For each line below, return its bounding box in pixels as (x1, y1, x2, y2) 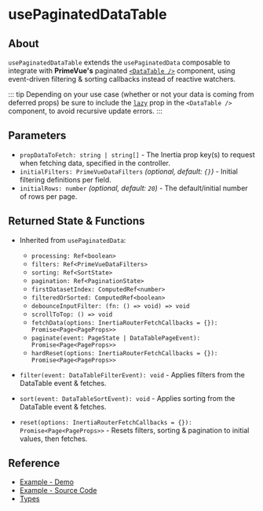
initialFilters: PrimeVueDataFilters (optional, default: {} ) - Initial (19, 167, 238, 176)
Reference (8, 457, 60, 470)
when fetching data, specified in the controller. (19, 158, 171, 167)
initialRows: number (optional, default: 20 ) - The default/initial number (19, 183, 249, 193)
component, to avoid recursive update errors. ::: (8, 106, 163, 116)
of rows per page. (19, 191, 78, 201)
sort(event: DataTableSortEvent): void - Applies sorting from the (19, 393, 236, 403)
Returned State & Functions (8, 215, 145, 228)
